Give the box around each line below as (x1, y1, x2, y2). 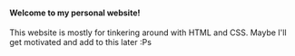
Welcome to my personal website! (9, 7, 141, 18)
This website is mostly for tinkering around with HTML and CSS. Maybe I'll (9, 27, 288, 38)
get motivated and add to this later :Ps (9, 37, 152, 48)
